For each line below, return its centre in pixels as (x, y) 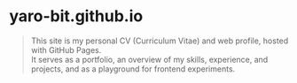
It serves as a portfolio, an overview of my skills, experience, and (149, 59)
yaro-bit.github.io (76, 16)
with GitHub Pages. (66, 49)
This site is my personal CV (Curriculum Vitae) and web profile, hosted (160, 41)
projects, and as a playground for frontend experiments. (133, 69)
